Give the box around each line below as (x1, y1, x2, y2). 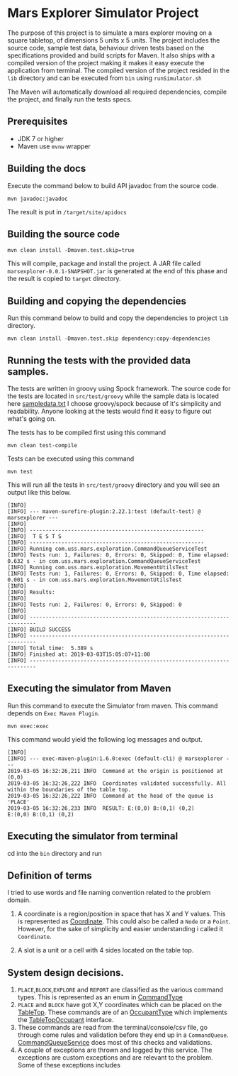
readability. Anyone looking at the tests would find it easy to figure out (7, 407, 212, 415)
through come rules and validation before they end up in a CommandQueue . (17, 1031, 229, 1039)
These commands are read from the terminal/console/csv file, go (17, 1023, 208, 1032)
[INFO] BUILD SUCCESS (7, 626, 72, 633)
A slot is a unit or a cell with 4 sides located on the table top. (17, 946, 194, 955)
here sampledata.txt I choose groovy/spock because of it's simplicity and (7, 400, 222, 407)
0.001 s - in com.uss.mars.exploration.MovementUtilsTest (7, 576, 182, 583)
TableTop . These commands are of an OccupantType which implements (17, 1008, 228, 1016)
